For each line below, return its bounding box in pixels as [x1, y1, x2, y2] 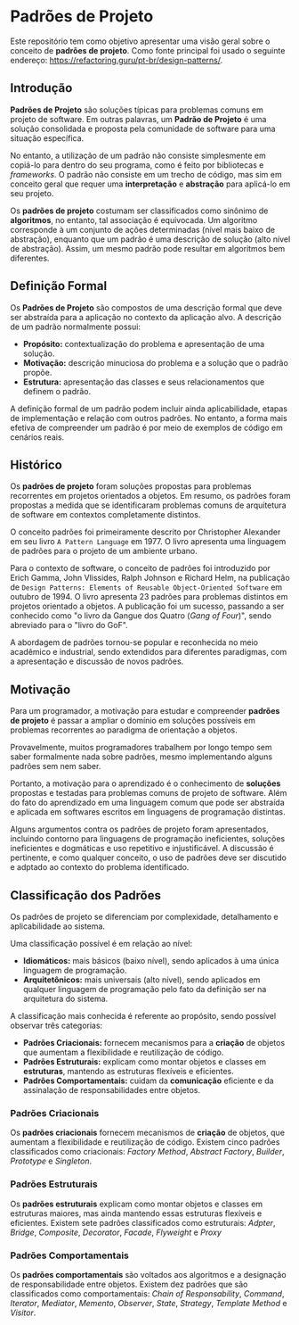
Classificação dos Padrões [10, 888, 162, 903]
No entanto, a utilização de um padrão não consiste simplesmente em [10, 150, 266, 161]
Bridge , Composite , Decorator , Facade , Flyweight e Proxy [10, 1227, 222, 1238]
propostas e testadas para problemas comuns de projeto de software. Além [10, 788, 287, 799]
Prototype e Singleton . [10, 1155, 93, 1166]
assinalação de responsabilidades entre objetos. [22, 1085, 201, 1095]
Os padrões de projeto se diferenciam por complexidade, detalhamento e [10, 912, 279, 922]
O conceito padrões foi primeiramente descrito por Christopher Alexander [10, 526, 281, 537]
